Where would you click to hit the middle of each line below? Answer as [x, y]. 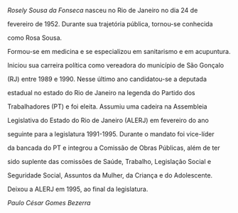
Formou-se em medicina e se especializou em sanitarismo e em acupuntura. [119, 51]
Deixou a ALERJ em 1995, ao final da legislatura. [78, 189]
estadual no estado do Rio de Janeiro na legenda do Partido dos [101, 93]
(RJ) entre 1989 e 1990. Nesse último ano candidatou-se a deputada [107, 79]
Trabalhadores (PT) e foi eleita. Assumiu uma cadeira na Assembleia [107, 106]
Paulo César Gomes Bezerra [49, 203]
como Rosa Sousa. [35, 38]
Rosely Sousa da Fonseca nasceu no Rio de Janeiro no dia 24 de [103, 10]
